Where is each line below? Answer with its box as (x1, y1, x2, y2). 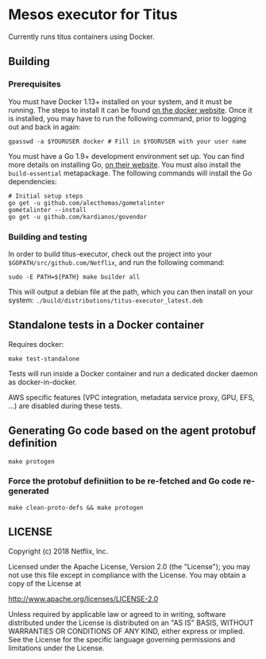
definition (8, 437, 58, 450)
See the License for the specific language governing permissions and (8, 634, 236, 644)
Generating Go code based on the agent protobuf (8, 424, 256, 437)
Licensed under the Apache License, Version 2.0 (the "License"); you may (8, 561, 251, 571)
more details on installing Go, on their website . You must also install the (8, 160, 241, 169)
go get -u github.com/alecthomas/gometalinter (8, 198, 165, 207)
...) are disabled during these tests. (8, 401, 122, 410)
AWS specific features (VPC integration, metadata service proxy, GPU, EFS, (8, 392, 256, 402)
